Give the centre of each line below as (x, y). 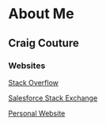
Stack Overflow (34, 82)
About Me (41, 14)
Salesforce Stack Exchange (53, 98)
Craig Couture (44, 43)
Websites (27, 66)
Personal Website (37, 113)
